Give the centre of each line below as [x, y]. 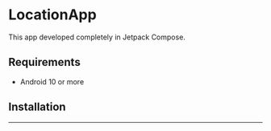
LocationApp [52, 15]
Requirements [44, 62]
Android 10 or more [52, 81]
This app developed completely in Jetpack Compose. [97, 37]
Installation [37, 107]
